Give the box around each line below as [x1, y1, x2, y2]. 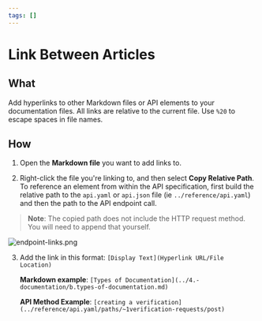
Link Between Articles [8, 45, 155, 63]
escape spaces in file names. [8, 114, 103, 124]
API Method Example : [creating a [19, 297, 133, 307]
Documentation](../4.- [125, 277, 200, 285]
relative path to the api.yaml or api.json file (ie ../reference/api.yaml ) [19, 190, 251, 200]
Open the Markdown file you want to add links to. [19, 159, 182, 168]
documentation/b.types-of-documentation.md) [19, 283, 169, 292]
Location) [19, 261, 53, 269]
